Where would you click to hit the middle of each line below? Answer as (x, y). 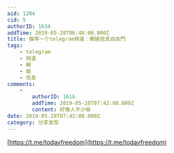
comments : (21, 84)
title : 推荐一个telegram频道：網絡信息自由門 (66, 39)
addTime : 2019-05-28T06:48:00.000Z (58, 33)
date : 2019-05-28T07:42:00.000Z (54, 116)
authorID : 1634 (29, 26)
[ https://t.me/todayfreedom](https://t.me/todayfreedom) (87, 142)
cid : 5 (17, 20)
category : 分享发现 (33, 122)
